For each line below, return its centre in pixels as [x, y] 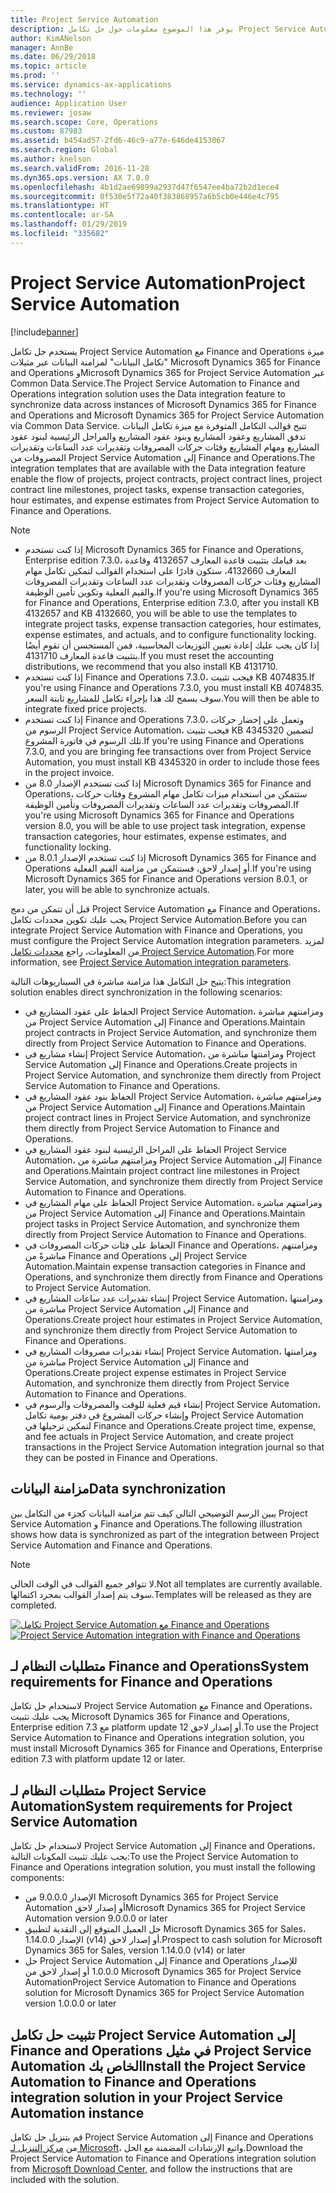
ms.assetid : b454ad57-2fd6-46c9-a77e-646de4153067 [118, 141]
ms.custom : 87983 [46, 131]
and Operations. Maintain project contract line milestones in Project [162, 1170]
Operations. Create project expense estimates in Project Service [155, 1372]
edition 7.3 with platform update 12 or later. [98, 1759]
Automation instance [77, 2112]
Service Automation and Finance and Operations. [111, 1545]
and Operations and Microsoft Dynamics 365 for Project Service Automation [167, 415]
